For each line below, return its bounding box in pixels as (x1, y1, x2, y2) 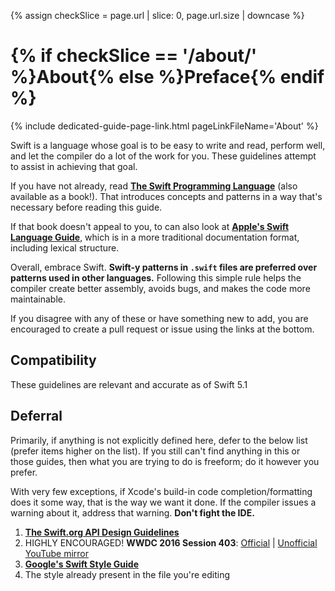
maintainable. (10, 293, 66, 305)
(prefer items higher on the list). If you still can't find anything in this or (10, 445, 301, 457)
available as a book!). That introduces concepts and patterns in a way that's (10, 190, 323, 202)
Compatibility (10, 352, 97, 369)
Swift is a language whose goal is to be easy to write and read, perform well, (10, 139, 326, 151)
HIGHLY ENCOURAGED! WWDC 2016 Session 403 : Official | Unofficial (24, 536, 318, 549)
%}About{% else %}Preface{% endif (10, 66, 325, 89)
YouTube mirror (24, 547, 89, 559)
